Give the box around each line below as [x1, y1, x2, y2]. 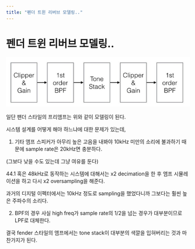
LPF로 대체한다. [14, 216, 51, 224]
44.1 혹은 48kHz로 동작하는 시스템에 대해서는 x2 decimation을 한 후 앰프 [6, 170, 173, 177]
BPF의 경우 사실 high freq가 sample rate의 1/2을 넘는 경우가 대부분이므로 [14, 209, 183, 216]
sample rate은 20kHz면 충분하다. [25, 145, 103, 152]
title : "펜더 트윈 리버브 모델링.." [6, 9, 83, 15]
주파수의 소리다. [12, 197, 48, 204]
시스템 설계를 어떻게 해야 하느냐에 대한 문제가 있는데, [6, 125, 126, 132]
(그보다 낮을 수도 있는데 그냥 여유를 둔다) [6, 157, 99, 164]
